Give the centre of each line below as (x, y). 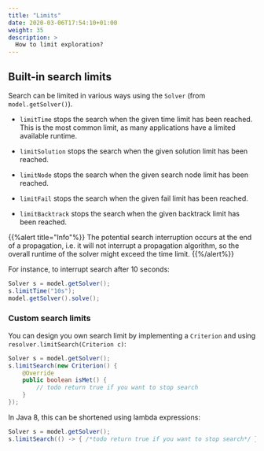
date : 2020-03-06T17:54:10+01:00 (63, 23)
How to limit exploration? (59, 45)
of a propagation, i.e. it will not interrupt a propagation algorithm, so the (124, 246)
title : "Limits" (35, 15)
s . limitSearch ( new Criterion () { (63, 366)
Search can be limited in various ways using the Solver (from (107, 95)
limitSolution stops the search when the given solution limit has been (134, 151)
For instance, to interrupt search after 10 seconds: (89, 269)
